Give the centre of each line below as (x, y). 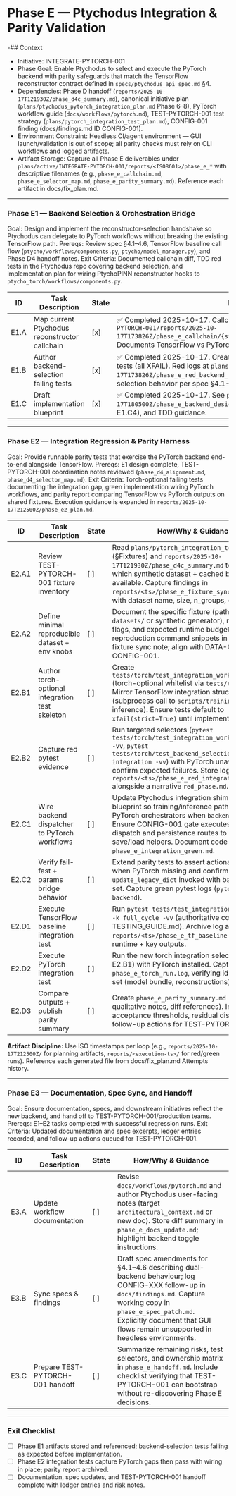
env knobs (55, 651)
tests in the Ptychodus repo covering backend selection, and (95, 266)
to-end (17, 464)
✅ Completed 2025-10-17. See (171, 395)
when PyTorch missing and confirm (170, 871)
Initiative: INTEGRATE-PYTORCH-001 (71, 61)
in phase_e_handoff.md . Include (168, 1367)
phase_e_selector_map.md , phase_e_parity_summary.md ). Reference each (120, 180)
